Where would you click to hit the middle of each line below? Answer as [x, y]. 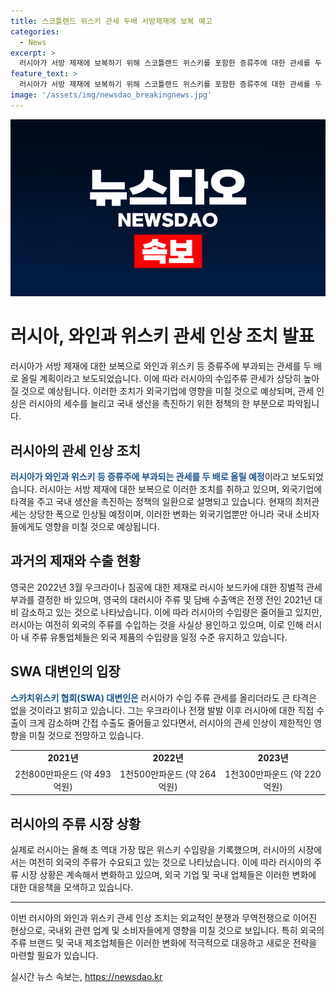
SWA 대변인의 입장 [65, 671]
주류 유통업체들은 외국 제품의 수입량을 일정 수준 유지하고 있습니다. [159, 637]
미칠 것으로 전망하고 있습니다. [86, 735]
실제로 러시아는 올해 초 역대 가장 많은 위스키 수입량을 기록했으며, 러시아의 [153, 849]
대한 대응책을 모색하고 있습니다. [72, 887]
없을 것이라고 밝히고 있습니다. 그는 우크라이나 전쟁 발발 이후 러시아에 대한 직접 [162, 710]
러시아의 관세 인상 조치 [76, 450]
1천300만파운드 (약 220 [273, 774]
